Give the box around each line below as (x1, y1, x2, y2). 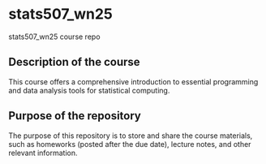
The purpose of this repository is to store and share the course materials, (8, 131, 253, 140)
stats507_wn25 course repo (8, 32, 101, 41)
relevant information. (8, 148, 79, 158)
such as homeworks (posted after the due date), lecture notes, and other (8, 139, 251, 149)
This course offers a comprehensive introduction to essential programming (8, 76, 259, 86)
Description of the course (8, 55, 140, 69)
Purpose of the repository (8, 109, 142, 123)
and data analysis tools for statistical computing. (8, 85, 170, 95)
